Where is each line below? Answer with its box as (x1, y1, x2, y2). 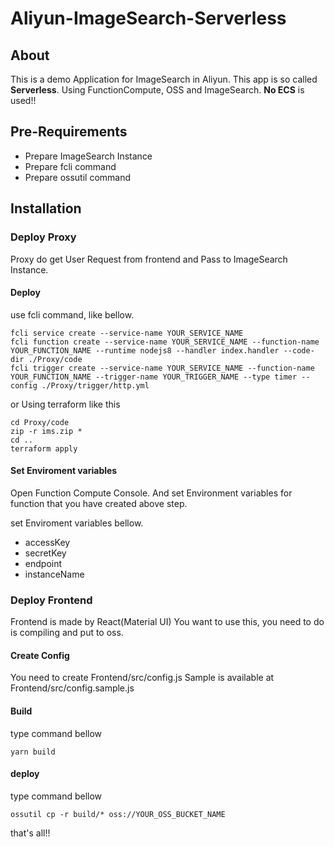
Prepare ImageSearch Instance (24, 150, 153, 162)
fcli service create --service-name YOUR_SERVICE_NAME (10, 328, 244, 338)
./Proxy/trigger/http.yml (41, 380, 150, 391)
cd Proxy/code (10, 417, 70, 427)
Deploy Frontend (10, 593, 93, 607)
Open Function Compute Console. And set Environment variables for (10, 487, 293, 499)
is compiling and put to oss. (10, 627, 124, 639)
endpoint (24, 557, 63, 569)
